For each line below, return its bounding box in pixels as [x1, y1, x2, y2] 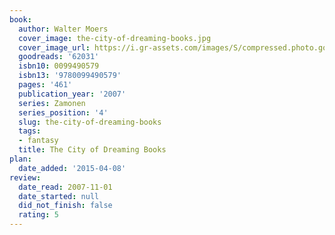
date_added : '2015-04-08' [18, 163, 127, 173]
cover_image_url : [18, 42, 91, 53]
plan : [9, 154, 32, 164]
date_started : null [18, 191, 100, 201]
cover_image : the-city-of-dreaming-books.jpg [18, 33, 212, 43]
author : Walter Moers [18, 24, 109, 34]
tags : [18, 126, 42, 136]
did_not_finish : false [18, 201, 113, 211]
